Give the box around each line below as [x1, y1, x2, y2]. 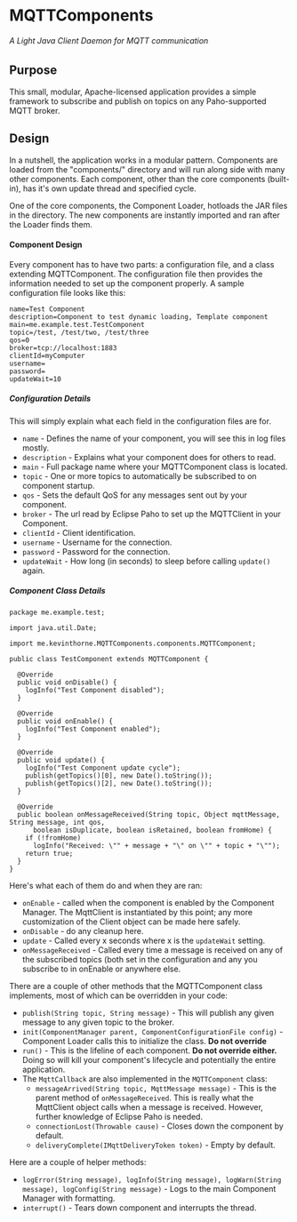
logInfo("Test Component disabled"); [25, 685, 165, 694]
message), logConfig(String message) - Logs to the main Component [21, 1183, 277, 1194]
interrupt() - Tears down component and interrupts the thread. [21, 1202, 257, 1213]
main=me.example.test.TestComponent [9, 320, 145, 329]
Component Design [9, 239, 83, 250]
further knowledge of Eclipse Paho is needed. [35, 1111, 203, 1122]
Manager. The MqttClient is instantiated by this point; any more [21, 907, 253, 917]
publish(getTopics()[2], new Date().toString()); [25, 779, 213, 787]
